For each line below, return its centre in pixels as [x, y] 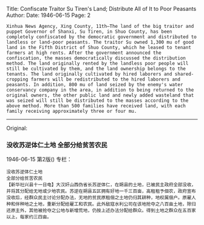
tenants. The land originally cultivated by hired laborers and [89, 74]
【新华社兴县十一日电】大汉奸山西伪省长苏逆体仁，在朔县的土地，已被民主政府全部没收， [101, 185]
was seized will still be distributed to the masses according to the [97, 101]
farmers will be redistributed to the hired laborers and [106, 79]
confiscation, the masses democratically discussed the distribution [96, 58]
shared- [184, 74]
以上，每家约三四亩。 [29, 217]
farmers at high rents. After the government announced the [84, 53]
